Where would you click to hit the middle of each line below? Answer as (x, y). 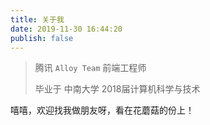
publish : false (42, 38)
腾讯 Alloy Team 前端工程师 (90, 68)
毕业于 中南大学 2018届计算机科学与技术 (117, 89)
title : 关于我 (37, 19)
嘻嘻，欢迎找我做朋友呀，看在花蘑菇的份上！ (102, 110)
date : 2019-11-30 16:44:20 (66, 29)
